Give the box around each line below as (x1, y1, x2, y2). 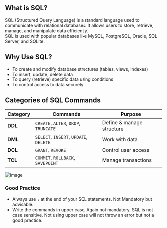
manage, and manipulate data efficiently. (5, 27, 88, 34)
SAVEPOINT (35, 161, 59, 166)
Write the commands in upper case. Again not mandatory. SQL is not (12, 206, 153, 213)
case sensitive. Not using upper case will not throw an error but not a (12, 212, 154, 218)
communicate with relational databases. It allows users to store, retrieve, (5, 22, 154, 28)
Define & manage (102, 119, 143, 126)
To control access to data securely (12, 81, 83, 87)
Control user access (102, 147, 150, 153)
